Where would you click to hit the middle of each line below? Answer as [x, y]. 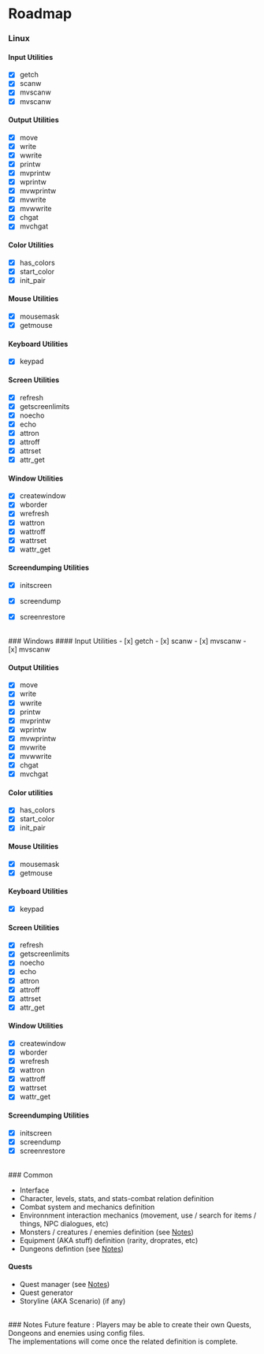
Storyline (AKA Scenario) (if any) [73, 1300]
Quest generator [46, 1293]
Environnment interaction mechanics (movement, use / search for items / [138, 1215]
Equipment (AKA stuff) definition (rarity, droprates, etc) [109, 1240]
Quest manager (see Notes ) [65, 1284]
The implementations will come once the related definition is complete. [123, 1341]
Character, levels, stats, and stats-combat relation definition [117, 1198]
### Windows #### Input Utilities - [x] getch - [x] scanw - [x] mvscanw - [127, 641]
